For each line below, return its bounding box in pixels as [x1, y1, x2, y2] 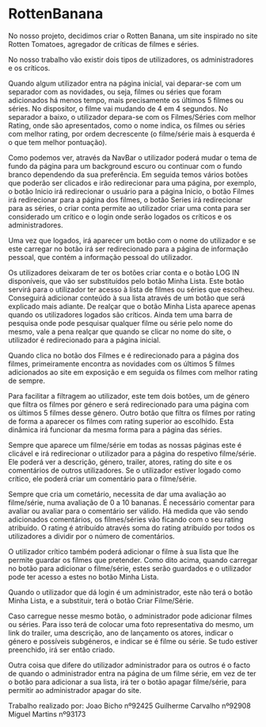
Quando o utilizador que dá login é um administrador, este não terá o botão [8, 587, 253, 597]
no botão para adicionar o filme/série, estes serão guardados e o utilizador [8, 564, 252, 573]
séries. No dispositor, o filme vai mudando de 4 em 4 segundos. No [8, 104, 228, 113]
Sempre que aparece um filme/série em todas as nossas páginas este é [8, 440, 242, 450]
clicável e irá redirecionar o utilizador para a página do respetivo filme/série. [8, 449, 256, 458]
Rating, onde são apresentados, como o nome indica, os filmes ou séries [8, 121, 245, 130]
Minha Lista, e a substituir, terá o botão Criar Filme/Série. [8, 595, 194, 605]
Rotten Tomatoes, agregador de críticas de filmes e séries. [8, 39, 199, 48]
